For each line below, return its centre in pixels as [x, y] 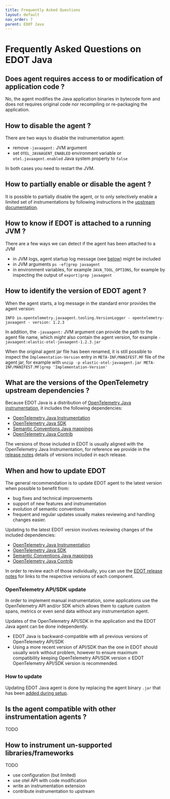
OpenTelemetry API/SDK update [46, 590]
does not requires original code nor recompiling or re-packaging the [76, 104]
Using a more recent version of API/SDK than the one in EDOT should [85, 647]
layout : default [22, 15]
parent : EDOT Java [25, 24]
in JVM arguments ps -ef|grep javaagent [56, 264]
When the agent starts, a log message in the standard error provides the [81, 303]
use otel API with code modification [50, 781]
